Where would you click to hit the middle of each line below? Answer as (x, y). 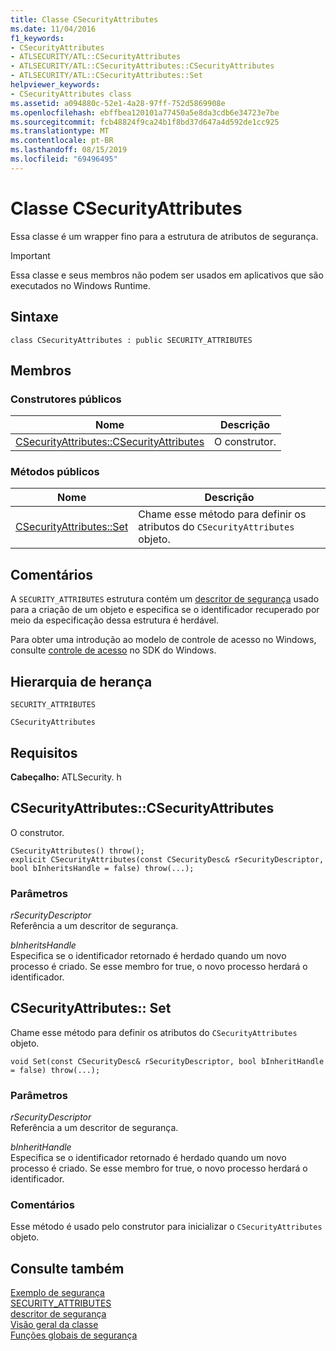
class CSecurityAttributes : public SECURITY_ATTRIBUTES (131, 340)
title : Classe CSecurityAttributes (84, 19)
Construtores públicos (66, 399)
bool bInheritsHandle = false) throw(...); (102, 868)
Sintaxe (34, 317)
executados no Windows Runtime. (80, 285)
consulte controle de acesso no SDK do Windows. (113, 650)
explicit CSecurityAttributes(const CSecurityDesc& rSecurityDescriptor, (167, 859)
